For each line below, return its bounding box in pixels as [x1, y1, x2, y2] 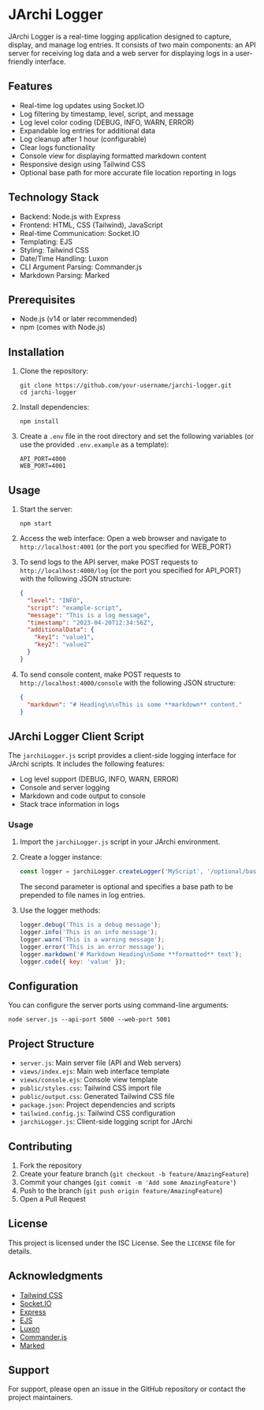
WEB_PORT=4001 [19, 462, 66, 471]
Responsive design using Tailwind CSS [19, 159, 146, 169]
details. [8, 1246, 32, 1256]
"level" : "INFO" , [27, 596, 84, 605]
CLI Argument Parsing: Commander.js [19, 262, 143, 272]
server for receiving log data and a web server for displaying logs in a [8, 48, 234, 58]
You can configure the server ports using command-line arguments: [8, 1000, 229, 1010]
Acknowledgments [8, 1269, 104, 1283]
